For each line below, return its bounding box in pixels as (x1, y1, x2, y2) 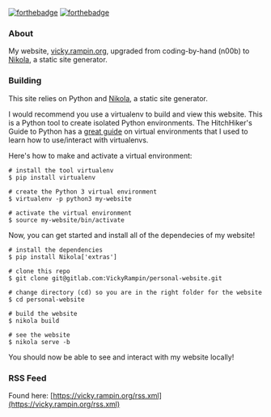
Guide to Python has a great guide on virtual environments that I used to (8, 126, 248, 136)
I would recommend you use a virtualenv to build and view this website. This (8, 109, 263, 119)
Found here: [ (8, 390, 53, 400)
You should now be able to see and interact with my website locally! (8, 352, 235, 362)
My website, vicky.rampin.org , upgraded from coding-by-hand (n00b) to (8, 46, 250, 56)
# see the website (8, 330, 70, 339)
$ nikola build (8, 317, 60, 325)
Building (8, 75, 42, 87)
